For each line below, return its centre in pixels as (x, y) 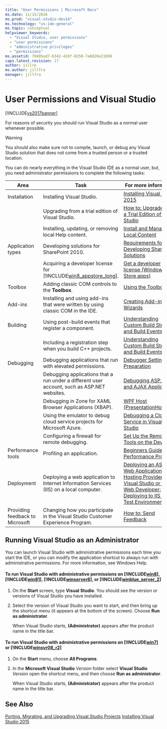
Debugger (135, 360)
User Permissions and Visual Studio (81, 99)
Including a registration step (76, 342)
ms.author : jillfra (25, 70)
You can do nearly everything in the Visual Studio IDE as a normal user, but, (83, 167)
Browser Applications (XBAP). (78, 407)
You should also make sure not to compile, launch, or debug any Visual (78, 147)
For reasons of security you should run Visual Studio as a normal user (77, 123)
